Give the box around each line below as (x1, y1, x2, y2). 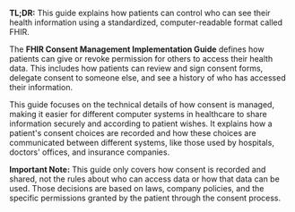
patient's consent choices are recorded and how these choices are (9, 128, 257, 138)
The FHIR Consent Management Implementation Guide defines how (9, 44, 265, 55)
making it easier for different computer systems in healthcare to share (9, 109, 267, 119)
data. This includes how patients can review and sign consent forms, (9, 63, 264, 73)
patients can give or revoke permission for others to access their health (9, 54, 273, 64)
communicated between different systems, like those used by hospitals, (9, 138, 275, 148)
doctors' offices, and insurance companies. (9, 147, 170, 157)
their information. (9, 82, 74, 92)
